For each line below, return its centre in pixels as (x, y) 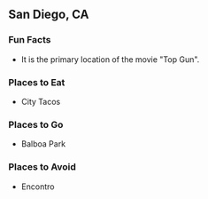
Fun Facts (30, 40)
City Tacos (41, 101)
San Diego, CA (49, 15)
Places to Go (36, 124)
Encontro (38, 187)
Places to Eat (37, 82)
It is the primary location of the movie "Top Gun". (110, 59)
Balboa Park (43, 144)
